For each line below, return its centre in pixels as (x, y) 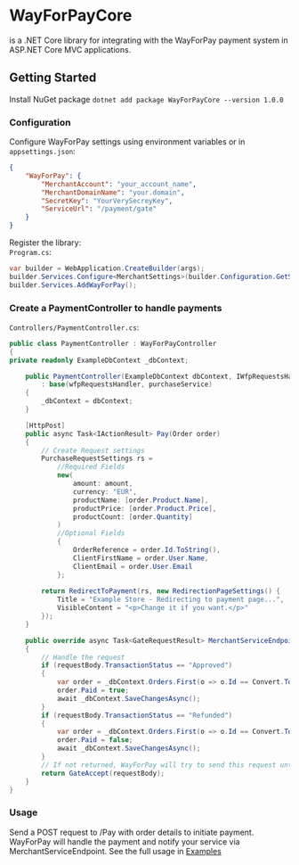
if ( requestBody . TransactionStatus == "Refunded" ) (137, 715)
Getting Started (53, 78)
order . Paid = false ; (95, 740)
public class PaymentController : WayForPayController (113, 343)
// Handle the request (83, 657)
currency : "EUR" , (105, 491)
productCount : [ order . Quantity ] (133, 517)
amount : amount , (103, 484)
